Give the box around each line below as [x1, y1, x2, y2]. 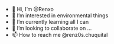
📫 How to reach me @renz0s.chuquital [11, 32, 108, 38]
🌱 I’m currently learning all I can [11, 18, 89, 25]
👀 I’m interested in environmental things [11, 12, 109, 19]
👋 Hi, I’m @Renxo [11, 6, 54, 12]
